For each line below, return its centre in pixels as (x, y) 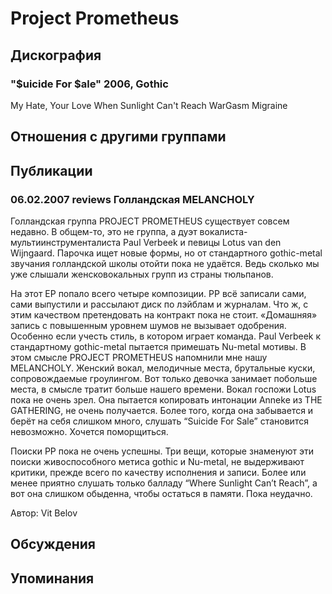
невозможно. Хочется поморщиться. (89, 431)
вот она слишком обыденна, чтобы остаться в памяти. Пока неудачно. (161, 493)
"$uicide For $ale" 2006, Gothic (89, 84)
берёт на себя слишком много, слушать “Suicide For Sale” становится (159, 421)
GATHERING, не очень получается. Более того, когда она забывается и (162, 410)
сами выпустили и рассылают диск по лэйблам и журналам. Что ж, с (159, 304)
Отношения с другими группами (118, 137)
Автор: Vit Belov (44, 513)
